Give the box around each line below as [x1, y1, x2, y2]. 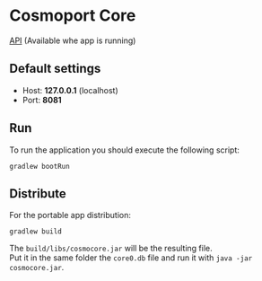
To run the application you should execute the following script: [9, 145, 240, 155]
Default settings [9, 61, 101, 76]
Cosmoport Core [9, 5, 136, 26]
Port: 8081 [22, 94, 62, 105]
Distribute [9, 186, 66, 201]
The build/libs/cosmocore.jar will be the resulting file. [9, 243, 213, 254]
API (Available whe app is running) [9, 35, 136, 46]
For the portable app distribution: [9, 210, 132, 221]
